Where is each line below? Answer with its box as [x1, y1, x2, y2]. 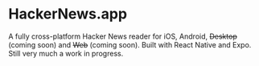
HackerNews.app [8, 5, 127, 23]
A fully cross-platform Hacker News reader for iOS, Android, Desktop [8, 31, 237, 41]
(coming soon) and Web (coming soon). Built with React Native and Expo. [8, 39, 252, 49]
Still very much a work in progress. [8, 48, 124, 58]
